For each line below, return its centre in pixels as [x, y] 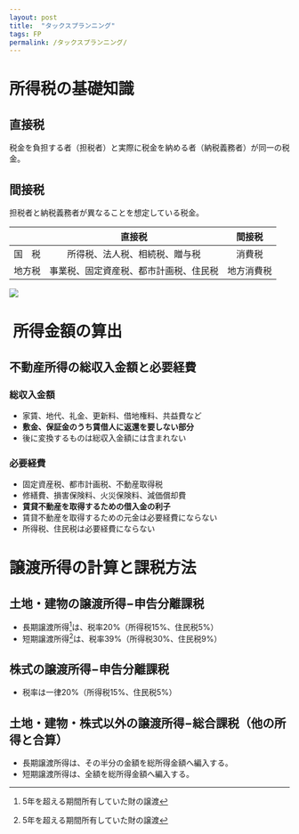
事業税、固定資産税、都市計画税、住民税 [134, 271]
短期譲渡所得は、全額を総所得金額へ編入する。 [108, 774]
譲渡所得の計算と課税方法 [103, 568]
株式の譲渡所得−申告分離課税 [89, 669]
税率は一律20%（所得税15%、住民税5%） [99, 692]
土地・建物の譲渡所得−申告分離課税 [107, 603]
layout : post [33, 17]
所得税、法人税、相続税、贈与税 [134, 255]
